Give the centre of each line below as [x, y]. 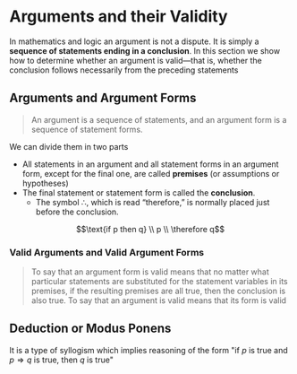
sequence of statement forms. [87, 129]
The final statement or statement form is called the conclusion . [139, 192]
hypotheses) [45, 183]
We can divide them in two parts [69, 146]
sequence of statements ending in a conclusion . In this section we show [144, 50]
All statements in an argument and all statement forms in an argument [150, 164]
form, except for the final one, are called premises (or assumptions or [151, 173]
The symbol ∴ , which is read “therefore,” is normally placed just [153, 202]
